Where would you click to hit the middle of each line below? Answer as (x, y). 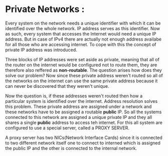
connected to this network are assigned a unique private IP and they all (78, 117)
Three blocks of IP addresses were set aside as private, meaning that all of (82, 59)
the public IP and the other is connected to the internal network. (71, 148)
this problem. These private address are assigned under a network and (78, 106)
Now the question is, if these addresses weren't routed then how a (74, 96)
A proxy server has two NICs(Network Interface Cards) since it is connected (84, 137)
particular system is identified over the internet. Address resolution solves (81, 101)
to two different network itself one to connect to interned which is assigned (83, 143)
